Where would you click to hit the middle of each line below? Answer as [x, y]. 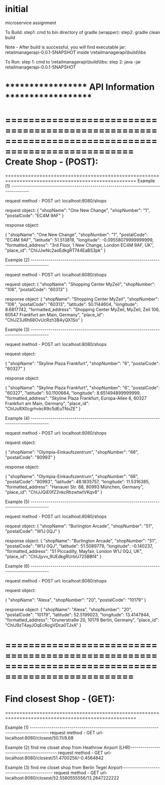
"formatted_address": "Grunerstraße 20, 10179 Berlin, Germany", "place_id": [82, 620]
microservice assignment [31, 23]
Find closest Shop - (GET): [60, 699]
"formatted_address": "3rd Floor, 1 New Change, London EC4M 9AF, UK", [80, 245]
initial [17, 9]
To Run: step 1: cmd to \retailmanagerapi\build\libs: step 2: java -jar [73, 62]
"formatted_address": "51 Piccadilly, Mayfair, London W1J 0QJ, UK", [74, 551]
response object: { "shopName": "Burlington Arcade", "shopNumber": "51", [81, 541]
